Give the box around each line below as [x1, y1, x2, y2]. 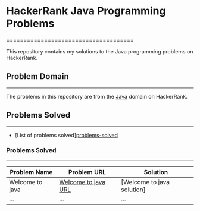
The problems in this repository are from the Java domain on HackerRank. [6, 93, 187, 100]
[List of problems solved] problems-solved [14, 131, 118, 138]
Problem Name [10, 168, 53, 176]
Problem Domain [6, 71, 70, 81]
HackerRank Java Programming [6, 4, 166, 18]
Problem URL [68, 168, 106, 176]
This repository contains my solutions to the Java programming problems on [6, 48, 193, 55]
